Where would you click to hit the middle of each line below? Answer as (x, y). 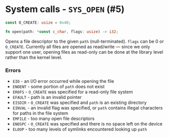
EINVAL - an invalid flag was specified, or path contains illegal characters (88, 108)
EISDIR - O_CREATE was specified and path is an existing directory (80, 102)
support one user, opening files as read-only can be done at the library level (84, 52)
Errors (13, 70)
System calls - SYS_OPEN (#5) (65, 9)
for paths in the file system (40, 113)
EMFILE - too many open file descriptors (53, 118)
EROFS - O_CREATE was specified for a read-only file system (73, 92)
